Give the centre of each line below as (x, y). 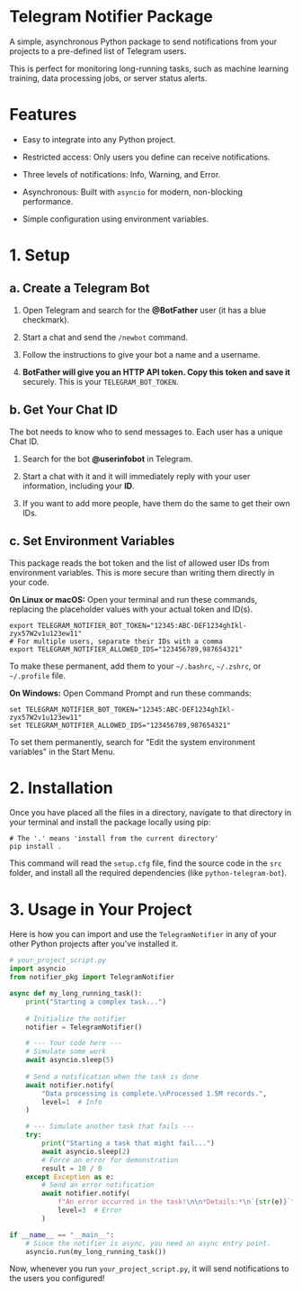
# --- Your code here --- (74, 1043)
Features (43, 115)
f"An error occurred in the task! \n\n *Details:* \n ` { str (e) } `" (176, 1202)
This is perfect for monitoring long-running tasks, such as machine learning (149, 68)
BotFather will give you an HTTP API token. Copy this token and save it (156, 372)
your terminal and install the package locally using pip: (110, 823)
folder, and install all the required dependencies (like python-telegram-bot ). (148, 873)
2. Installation (62, 788)
